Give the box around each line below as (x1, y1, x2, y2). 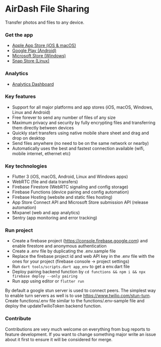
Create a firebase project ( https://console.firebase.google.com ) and (12, 238, 148, 244)
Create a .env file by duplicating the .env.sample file (12, 248, 116, 254)
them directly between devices (12, 125, 74, 130)
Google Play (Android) (12, 47, 57, 54)
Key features (5, 93, 36, 100)
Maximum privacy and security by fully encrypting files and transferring (12, 120, 156, 126)
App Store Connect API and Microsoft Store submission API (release (12, 200, 149, 205)
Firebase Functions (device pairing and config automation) (12, 189, 129, 195)
